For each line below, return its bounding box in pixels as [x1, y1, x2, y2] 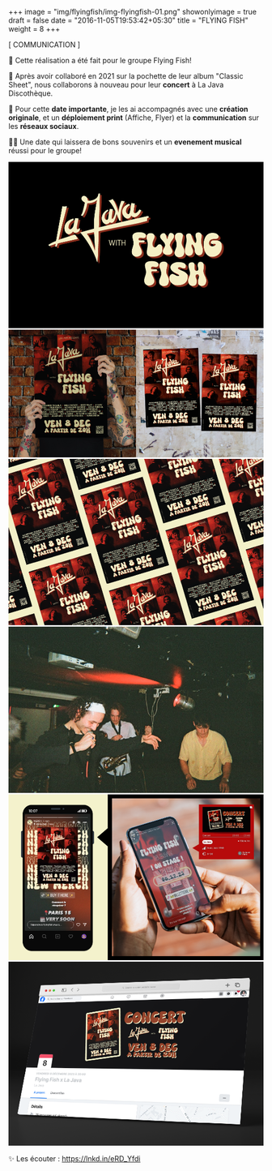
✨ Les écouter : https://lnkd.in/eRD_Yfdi [8, 1154, 141, 1164]
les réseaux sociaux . [8, 122, 79, 131]
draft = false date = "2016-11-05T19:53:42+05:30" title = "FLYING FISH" [8, 15, 249, 25]
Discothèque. [8, 88, 53, 98]
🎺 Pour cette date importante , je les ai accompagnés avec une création [8, 105, 249, 114]
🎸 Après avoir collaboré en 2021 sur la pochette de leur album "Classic [8, 71, 244, 80]
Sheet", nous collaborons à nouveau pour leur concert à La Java [8, 80, 224, 89]
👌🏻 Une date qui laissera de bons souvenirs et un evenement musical [8, 137, 242, 147]
